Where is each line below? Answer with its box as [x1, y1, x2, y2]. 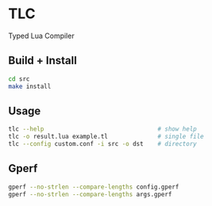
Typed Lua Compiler [8, 31, 75, 40]
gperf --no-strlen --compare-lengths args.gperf [8, 190, 172, 198]
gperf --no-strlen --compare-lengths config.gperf [8, 183, 179, 191]
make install [8, 82, 52, 90]
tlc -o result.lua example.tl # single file [8, 132, 204, 141]
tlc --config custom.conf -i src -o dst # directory [8, 140, 197, 148]
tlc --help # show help [8, 125, 197, 133]
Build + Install [8, 54, 77, 67]
